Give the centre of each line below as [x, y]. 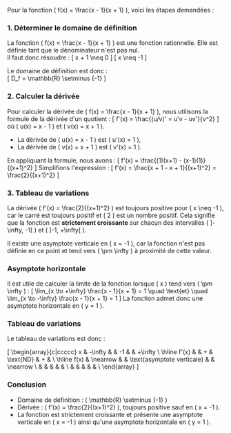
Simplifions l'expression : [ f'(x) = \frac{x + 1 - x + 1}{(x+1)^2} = [128, 167]
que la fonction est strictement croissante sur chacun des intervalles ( [108, 222]
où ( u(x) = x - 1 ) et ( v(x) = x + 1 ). [56, 126]
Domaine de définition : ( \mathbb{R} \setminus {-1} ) [92, 400]
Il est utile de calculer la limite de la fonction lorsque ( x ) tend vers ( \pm [110, 284]
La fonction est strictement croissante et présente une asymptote [110, 414]
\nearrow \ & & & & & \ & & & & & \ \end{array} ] [73, 367]
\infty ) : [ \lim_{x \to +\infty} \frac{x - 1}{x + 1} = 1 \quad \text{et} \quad [108, 291]
